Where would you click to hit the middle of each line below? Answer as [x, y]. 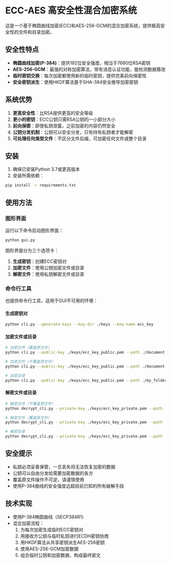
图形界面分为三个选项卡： [32, 250]
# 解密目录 [15, 432]
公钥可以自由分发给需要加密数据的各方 [53, 473]
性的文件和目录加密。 [32, 32]
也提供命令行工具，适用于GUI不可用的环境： [52, 301]
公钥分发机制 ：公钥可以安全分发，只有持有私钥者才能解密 [73, 132]
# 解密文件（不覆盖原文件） [31, 404]
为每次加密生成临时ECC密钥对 [52, 529]
